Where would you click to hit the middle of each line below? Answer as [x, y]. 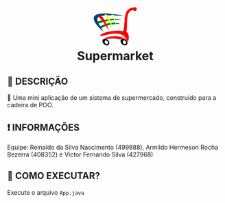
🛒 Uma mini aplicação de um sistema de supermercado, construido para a [112, 98]
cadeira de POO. [30, 105]
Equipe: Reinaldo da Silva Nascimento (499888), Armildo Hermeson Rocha [113, 147]
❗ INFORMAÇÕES [44, 127]
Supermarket [115, 56]
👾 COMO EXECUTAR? [54, 176]
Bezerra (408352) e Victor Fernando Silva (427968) [80, 154]
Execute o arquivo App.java [46, 192]
